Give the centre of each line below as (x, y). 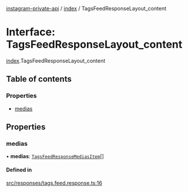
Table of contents (39, 79)
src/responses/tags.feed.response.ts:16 (54, 183)
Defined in (19, 170)
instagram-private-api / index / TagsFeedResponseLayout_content (86, 8)
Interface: (31, 32)
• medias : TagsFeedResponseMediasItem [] (55, 156)
